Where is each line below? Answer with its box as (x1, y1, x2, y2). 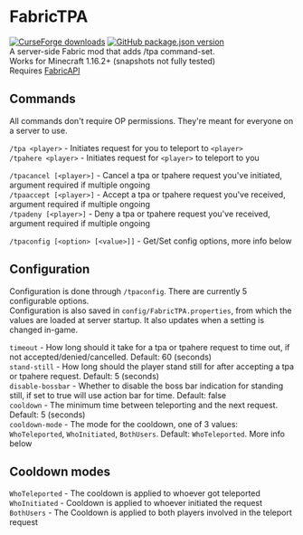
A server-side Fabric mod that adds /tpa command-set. (9, 45, 215, 56)
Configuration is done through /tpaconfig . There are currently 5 (9, 285, 248, 296)
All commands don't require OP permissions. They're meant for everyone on (9, 115, 294, 126)
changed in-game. (9, 324, 79, 335)
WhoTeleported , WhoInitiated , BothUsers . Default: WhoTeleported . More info (9, 428, 285, 439)
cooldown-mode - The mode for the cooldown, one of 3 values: (9, 418, 238, 429)
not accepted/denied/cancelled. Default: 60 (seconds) (9, 351, 213, 362)
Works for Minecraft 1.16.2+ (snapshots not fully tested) (9, 55, 215, 66)
